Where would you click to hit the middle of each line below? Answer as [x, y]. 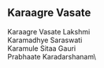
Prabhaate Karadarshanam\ [52, 56]
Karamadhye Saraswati [45, 40]
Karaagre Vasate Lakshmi [49, 31]
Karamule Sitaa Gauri [42, 48]
